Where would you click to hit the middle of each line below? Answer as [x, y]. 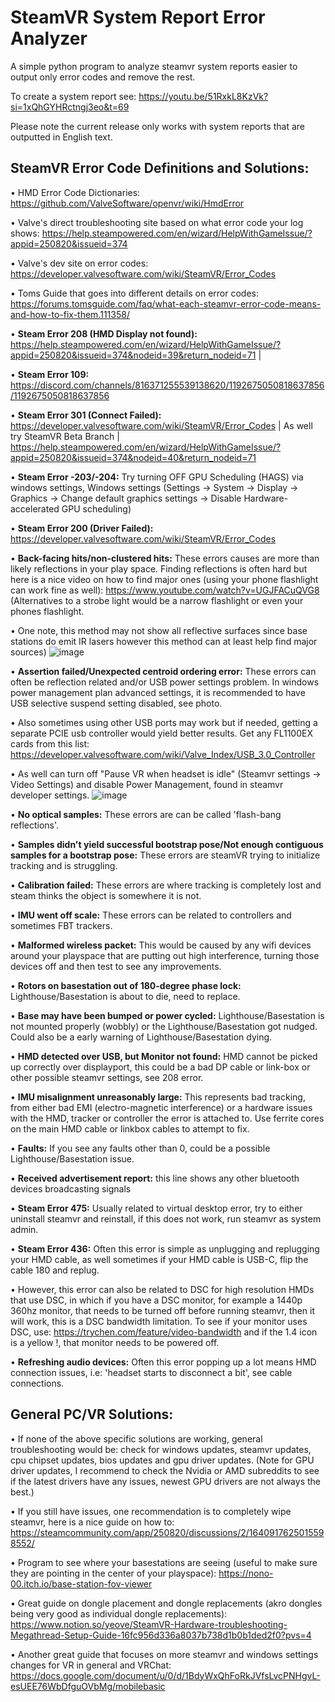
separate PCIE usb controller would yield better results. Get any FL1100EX [161, 733]
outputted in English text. [61, 137]
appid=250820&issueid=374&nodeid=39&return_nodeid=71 [133, 355]
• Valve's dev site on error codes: [79, 263]
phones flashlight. [47, 611]
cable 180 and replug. [55, 1270]
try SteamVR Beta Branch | [65, 436]
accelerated [35, 508]
